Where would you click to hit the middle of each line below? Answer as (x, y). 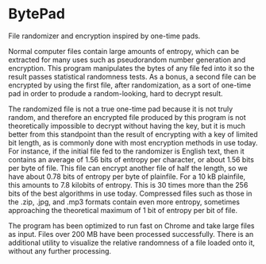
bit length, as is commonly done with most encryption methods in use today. (133, 142)
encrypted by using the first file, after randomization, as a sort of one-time (130, 85)
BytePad (37, 14)
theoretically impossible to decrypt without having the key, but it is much (127, 126)
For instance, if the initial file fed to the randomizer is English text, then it (126, 151)
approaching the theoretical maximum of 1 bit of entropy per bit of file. (123, 210)
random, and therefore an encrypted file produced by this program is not (127, 117)
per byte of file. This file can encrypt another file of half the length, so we (128, 168)
